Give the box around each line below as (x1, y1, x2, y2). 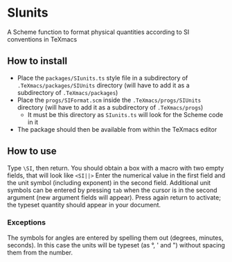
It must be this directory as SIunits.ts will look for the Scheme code (27, 110, 224, 119)
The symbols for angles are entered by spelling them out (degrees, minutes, (7, 234, 224, 242)
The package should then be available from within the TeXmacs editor (17, 125, 217, 133)
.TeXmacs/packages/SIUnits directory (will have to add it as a (17, 81, 190, 89)
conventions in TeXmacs (7, 35, 78, 43)
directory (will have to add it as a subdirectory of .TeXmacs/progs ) (17, 103, 204, 112)
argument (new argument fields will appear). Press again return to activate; (7, 193, 222, 202)
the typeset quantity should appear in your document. (7, 200, 161, 209)
